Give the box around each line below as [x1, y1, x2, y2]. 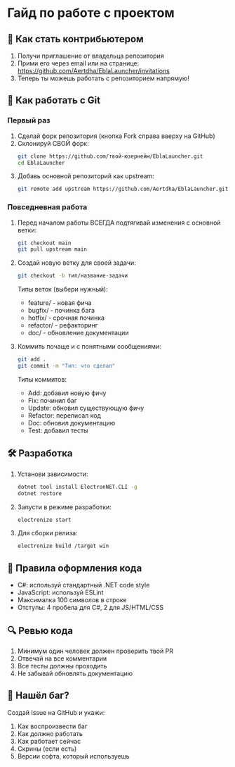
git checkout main [17, 239, 72, 247]
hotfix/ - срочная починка [27, 313, 105, 322]
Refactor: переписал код [27, 411, 102, 420]
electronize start [17, 516, 72, 523]
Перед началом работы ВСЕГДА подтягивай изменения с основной [17, 218, 221, 227]
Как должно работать [17, 729, 83, 737]
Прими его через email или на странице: [17, 59, 140, 68]
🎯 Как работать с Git [7, 94, 100, 106]
